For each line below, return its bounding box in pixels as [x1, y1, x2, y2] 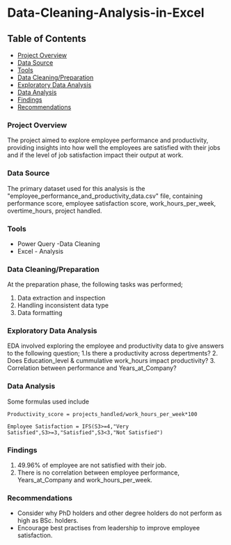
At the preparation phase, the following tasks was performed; [7, 280, 183, 289]
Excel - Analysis [17, 247, 64, 255]
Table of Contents [7, 33, 87, 45]
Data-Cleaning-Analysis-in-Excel [7, 5, 205, 21]
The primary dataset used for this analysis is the [7, 184, 145, 192]
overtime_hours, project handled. [7, 206, 102, 215]
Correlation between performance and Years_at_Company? [7, 364, 177, 372]
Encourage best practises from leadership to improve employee [17, 524, 200, 532]
